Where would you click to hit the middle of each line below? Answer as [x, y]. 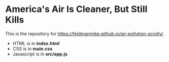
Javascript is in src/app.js [40, 54]
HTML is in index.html [36, 43]
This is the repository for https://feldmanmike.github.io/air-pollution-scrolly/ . [85, 33]
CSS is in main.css [32, 48]
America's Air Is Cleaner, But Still [76, 9]
